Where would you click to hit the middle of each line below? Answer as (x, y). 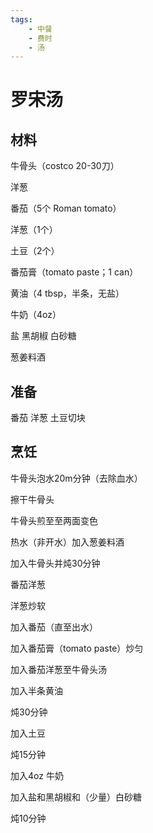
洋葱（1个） (34, 230)
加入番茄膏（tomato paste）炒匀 (77, 648)
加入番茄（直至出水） (54, 627)
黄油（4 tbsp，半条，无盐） (67, 293)
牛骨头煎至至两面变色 (54, 520)
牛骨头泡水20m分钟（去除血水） (76, 478)
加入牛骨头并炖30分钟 (55, 563)
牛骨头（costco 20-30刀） (65, 166)
